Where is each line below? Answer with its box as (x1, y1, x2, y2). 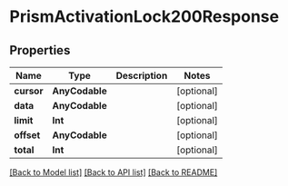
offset (14, 129, 41, 142)
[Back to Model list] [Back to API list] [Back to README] (9, 167, 218, 178)
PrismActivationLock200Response (9, 6, 280, 27)
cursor (14, 84, 44, 97)
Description (115, 70, 168, 82)
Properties (9, 43, 71, 58)
